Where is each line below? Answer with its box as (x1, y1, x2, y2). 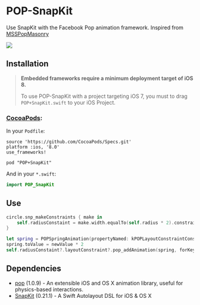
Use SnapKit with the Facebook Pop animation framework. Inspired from (6, 24, 183, 31)
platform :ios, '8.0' (6, 144, 60, 150)
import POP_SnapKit (6, 182, 55, 188)
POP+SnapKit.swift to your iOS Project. (20, 98, 116, 106)
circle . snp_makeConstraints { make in (6, 214, 102, 220)
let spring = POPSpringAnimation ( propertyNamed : (6, 236, 129, 242)
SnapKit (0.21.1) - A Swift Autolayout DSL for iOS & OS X (14, 292, 152, 299)
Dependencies (6, 264, 61, 274)
